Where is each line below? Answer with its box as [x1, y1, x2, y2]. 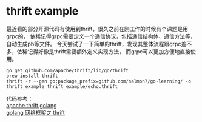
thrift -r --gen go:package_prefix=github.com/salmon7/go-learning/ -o [6, 78, 191, 84]
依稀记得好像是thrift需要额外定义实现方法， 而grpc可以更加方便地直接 [16, 47, 191, 55]
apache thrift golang [6, 101, 57, 109]
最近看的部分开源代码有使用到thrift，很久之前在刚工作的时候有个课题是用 [6, 25, 188, 32]
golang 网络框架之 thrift [6, 109, 65, 116]
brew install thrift [6, 73, 59, 79]
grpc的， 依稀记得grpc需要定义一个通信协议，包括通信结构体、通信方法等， [6, 32, 196, 40]
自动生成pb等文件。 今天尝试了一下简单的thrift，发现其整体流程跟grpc [6, 40, 181, 47]
